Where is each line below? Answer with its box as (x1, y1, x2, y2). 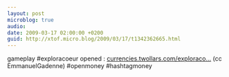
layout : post (7, 10, 45, 17)
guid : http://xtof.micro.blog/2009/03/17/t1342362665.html (7, 36, 181, 43)
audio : (7, 23, 26, 30)
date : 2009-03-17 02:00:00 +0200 (7, 29, 104, 36)
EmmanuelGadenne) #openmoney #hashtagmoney (7, 62, 152, 70)
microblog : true (7, 16, 54, 23)
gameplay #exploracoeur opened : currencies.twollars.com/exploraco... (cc (7, 54, 223, 63)
